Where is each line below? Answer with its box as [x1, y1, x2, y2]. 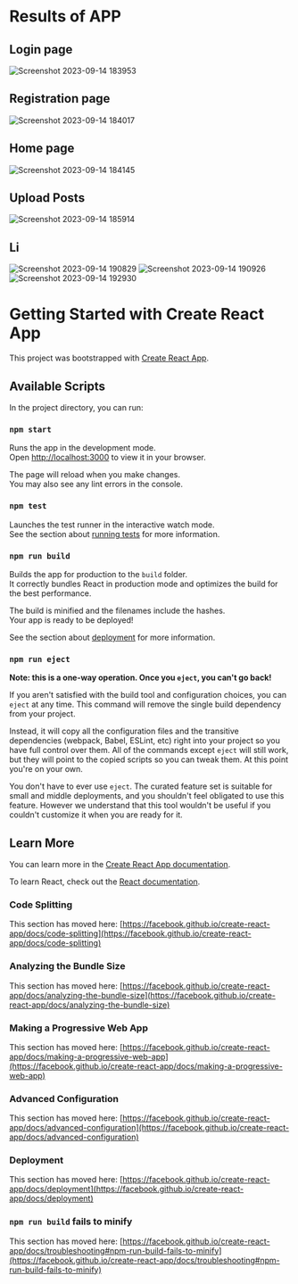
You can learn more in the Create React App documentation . [9, 859, 231, 869]
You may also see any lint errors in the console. [9, 479, 183, 490]
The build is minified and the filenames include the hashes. [9, 605, 226, 616]
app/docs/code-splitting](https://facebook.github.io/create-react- [9, 928, 252, 939]
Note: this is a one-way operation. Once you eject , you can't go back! [9, 672, 272, 683]
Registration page [9, 91, 111, 106]
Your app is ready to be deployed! [9, 614, 134, 625]
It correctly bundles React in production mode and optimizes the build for [9, 578, 278, 589]
